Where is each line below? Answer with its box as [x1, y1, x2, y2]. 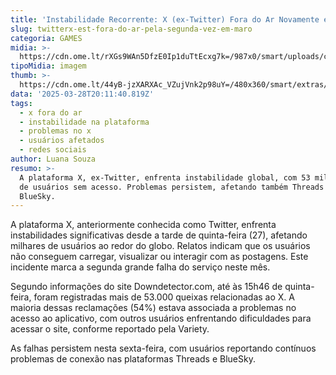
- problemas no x [19, 126, 92, 136]
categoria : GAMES [10, 33, 83, 43]
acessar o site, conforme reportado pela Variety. [10, 323, 210, 335]
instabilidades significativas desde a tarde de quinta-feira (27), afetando [10, 229, 308, 241]
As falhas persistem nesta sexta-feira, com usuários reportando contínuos [10, 342, 317, 355]
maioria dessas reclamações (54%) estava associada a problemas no [10, 302, 297, 314]
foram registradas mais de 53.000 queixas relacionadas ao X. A [33, 291, 295, 303]
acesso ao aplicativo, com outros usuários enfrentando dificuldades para [10, 312, 312, 325]
